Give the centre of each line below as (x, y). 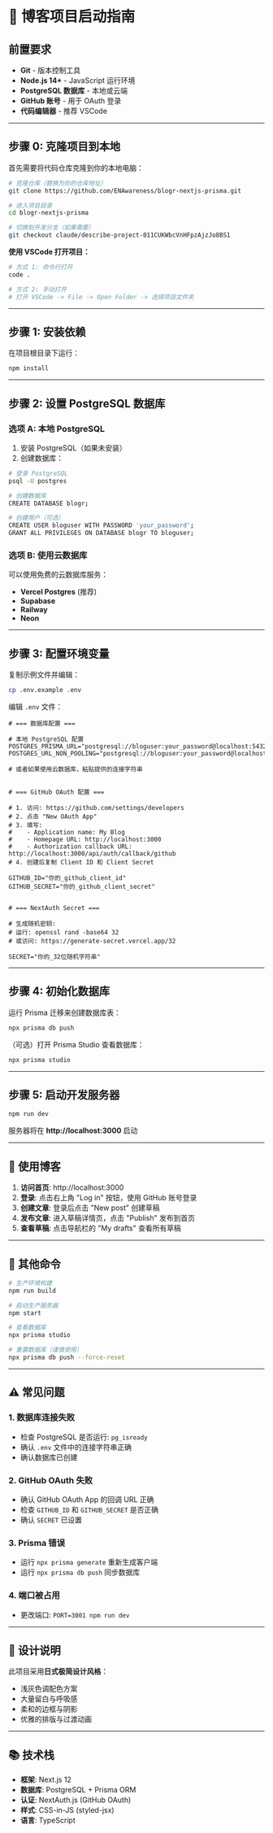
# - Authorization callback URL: (70, 847)
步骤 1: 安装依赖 (48, 331)
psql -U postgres (38, 481)
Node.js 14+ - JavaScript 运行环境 (78, 81)
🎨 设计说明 (35, 1650)
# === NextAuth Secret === (54, 908)
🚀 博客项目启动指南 (72, 17)
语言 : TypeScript (48, 1820)
